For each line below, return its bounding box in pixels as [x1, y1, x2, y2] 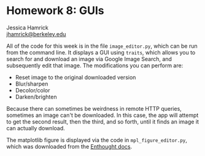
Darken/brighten [15, 93, 57, 100]
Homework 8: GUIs [6, 4, 104, 18]
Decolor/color [15, 86, 50, 94]
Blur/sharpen [15, 80, 48, 87]
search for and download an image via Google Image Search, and [6, 55, 172, 62]
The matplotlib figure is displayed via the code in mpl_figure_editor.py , [6, 136, 187, 144]
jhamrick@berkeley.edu [6, 30, 66, 37]
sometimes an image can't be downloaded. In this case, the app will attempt [6, 111, 199, 119]
